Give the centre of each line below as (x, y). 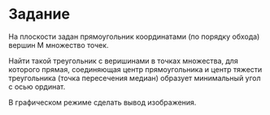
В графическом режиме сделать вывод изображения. (102, 102)
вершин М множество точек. (59, 45)
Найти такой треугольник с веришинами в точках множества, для (123, 61)
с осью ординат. (37, 87)
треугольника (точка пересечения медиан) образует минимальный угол (135, 78)
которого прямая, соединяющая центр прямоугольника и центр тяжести (135, 69)
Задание (39, 14)
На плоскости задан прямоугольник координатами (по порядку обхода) (134, 36)
